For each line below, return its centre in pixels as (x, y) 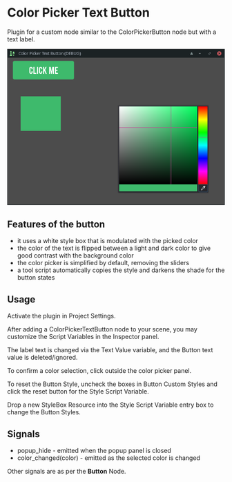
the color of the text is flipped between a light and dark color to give (114, 248)
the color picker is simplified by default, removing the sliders (103, 263)
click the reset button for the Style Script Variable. (78, 392)
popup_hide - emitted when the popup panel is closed (94, 450)
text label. (21, 39)
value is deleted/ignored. (42, 358)
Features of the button (56, 224)
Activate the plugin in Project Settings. (61, 316)
